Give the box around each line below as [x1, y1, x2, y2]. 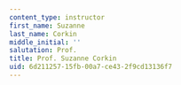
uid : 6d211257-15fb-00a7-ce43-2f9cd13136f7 [9, 63, 173, 72]
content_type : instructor [9, 12, 105, 22]
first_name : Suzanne [9, 21, 86, 30]
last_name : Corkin [9, 29, 77, 38]
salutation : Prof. [9, 46, 77, 55]
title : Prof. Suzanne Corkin [9, 54, 117, 63]
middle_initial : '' [9, 37, 82, 47]
